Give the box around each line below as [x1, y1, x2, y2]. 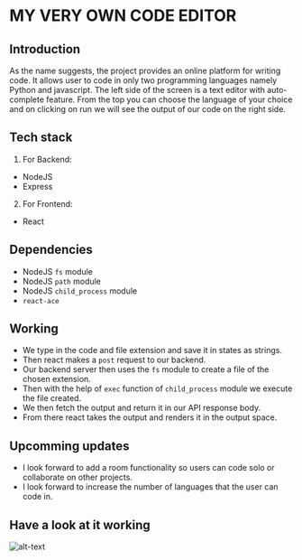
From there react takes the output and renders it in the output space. [22, 412, 278, 423]
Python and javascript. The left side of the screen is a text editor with [9, 85, 266, 95]
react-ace [22, 296, 60, 305]
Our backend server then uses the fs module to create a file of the [22, 364, 270, 375]
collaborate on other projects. [22, 471, 133, 483]
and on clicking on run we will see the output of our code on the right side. [9, 104, 287, 114]
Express [22, 181, 53, 191]
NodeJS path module [22, 275, 102, 286]
